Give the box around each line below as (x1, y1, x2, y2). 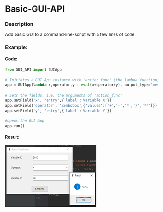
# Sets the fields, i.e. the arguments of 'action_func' (5, 93, 123, 98)
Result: (5, 134, 20, 140)
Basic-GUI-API (5, 3, 65, 15)
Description (5, 21, 33, 28)
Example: (5, 44, 28, 50)
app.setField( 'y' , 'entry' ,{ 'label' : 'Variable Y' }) (5, 108, 112, 113)
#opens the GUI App (5, 118, 45, 123)
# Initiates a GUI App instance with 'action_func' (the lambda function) (5, 78, 160, 82)
